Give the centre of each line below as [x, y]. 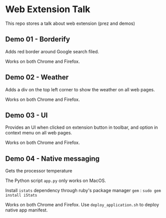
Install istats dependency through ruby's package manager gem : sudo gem [83, 191]
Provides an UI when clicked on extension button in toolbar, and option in [82, 127]
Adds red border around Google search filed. [52, 51]
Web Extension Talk [48, 9]
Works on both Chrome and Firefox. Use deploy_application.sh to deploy [82, 205]
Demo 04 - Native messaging [53, 158]
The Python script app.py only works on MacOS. [56, 180]
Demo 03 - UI [27, 115]
